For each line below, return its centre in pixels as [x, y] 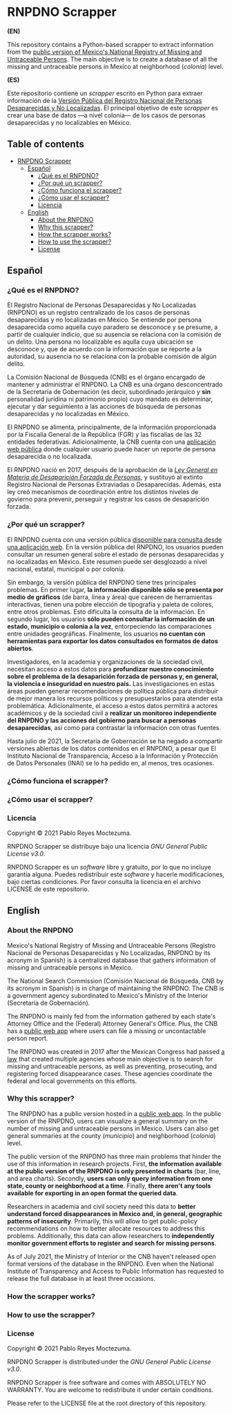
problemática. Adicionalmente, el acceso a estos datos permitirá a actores [113, 705]
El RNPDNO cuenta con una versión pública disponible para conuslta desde [115, 540]
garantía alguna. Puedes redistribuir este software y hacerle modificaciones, [116, 874]
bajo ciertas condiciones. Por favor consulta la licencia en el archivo [104, 881]
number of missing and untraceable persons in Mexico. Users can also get [113, 1128]
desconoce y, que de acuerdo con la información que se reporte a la [105, 349]
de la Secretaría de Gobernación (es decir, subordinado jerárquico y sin [109, 392]
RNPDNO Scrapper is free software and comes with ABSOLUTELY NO [107, 1382]
